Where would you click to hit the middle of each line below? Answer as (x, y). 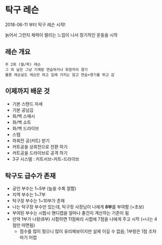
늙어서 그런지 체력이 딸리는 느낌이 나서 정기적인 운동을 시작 (61, 35)
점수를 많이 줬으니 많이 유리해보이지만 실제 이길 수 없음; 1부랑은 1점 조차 (88, 231)
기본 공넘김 (23, 110)
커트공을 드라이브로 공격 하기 (40, 153)
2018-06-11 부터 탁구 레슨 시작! (35, 24)
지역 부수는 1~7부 (29, 195)
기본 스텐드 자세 (27, 104)
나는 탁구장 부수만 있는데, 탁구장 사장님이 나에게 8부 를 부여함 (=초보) (78, 207)
